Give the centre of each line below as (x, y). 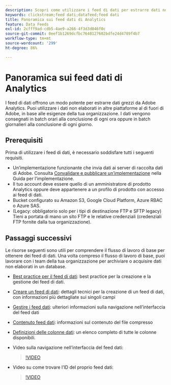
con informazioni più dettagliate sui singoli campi (64, 297)
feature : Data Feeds (27, 24)
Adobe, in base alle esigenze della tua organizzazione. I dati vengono (78, 113)
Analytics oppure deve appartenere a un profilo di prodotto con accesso (88, 190)
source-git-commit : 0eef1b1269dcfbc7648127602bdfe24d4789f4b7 (73, 34)
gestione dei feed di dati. (39, 282)
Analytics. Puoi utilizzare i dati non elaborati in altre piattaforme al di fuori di (84, 108)
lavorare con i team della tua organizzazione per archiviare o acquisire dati (83, 261)
